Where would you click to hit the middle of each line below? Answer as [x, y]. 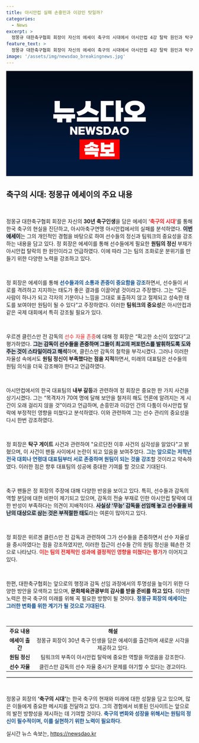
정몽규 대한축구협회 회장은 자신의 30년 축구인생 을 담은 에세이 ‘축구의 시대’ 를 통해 [99, 221]
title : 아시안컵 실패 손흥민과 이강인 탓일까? [54, 12]
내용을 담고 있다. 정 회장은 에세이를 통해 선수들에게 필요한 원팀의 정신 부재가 [105, 244]
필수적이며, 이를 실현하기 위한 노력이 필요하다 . [69, 721]
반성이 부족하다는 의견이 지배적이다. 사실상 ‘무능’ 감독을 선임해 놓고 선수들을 [99, 506]
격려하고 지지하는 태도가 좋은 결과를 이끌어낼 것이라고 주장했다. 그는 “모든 [102, 290]
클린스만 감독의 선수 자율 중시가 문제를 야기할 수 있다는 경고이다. [113, 666]
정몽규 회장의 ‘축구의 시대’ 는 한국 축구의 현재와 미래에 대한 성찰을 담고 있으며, [95, 699]
